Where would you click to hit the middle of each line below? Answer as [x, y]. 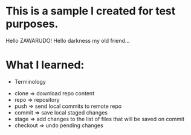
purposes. [32, 24]
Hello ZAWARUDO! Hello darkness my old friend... [68, 40]
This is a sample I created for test [91, 11]
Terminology [30, 81]
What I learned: [45, 65]
